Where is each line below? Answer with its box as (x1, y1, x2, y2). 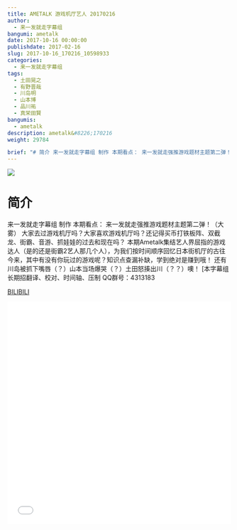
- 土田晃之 (13, 76, 42, 84)
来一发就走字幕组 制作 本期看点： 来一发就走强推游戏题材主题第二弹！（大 (7, 220, 224, 228)
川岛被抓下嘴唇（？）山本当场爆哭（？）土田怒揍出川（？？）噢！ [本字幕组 (7, 265, 229, 273)
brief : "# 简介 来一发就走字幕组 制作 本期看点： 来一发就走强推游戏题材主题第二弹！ (7, 149, 232, 157)
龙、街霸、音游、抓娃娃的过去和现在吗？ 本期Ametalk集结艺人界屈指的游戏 (7, 238, 226, 246)
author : (7, 17, 31, 24)
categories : (7, 57, 43, 64)
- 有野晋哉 (13, 83, 42, 90)
